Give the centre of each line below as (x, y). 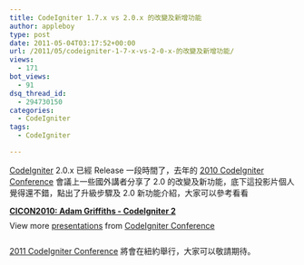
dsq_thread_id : (38, 93)
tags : (20, 128)
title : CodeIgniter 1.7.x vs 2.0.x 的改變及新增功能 (106, 18)
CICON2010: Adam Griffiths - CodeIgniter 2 (93, 211)
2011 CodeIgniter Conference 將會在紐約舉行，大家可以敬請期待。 (132, 251)
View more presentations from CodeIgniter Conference (112, 225)
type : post (30, 34)
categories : (32, 110)
